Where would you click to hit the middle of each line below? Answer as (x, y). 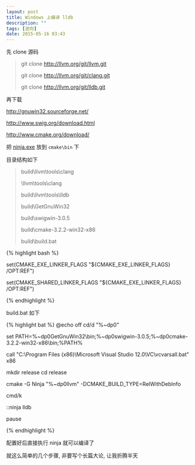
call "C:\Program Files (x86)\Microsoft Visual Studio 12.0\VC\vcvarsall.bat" (98, 355)
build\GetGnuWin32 (45, 207)
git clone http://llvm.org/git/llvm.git (63, 64)
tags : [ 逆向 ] (22, 28)
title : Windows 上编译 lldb (40, 17)
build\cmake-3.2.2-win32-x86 (58, 230)
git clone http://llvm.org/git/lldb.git (63, 87)
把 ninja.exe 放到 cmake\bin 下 (43, 147)
